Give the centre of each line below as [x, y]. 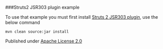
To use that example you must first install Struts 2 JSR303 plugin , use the [82, 17]
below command [23, 22]
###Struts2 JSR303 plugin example [43, 7]
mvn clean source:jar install [37, 32]
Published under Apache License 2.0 [44, 41]
